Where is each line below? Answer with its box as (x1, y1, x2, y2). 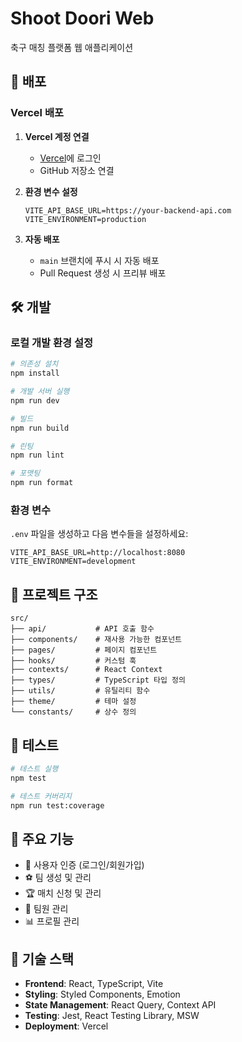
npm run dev (10, 395, 60, 406)
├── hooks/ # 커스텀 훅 (10, 656, 137, 666)
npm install (10, 368, 60, 379)
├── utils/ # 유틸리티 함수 (10, 686, 151, 696)
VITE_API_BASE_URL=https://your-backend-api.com (24, 205, 232, 216)
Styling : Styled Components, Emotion (24, 988, 181, 1001)
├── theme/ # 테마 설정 (10, 697, 137, 707)
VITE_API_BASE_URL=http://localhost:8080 (10, 548, 186, 558)
